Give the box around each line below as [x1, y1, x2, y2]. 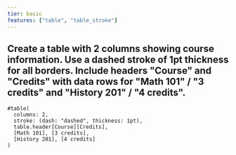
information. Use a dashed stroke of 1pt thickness [7, 53, 229, 65]
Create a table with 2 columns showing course [7, 43, 214, 55]
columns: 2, [13, 112, 49, 119]
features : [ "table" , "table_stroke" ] [7, 17, 118, 24]
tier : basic [7, 10, 42, 18]
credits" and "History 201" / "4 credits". [7, 86, 186, 98]
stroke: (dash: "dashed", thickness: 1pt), [13, 117, 143, 125]
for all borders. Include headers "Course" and [7, 65, 212, 76]
